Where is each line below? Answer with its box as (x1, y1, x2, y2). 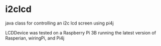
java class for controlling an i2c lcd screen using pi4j (5, 20, 114, 26)
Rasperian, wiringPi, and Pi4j (5, 35, 65, 41)
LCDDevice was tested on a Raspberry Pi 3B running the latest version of (5, 29, 156, 35)
